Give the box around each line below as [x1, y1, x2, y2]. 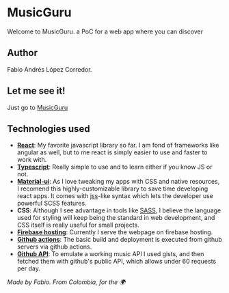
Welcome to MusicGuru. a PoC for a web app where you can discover [7, 27, 204, 36]
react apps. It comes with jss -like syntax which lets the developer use [16, 192, 214, 200]
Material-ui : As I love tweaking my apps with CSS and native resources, [16, 178, 220, 186]
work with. [16, 156, 47, 164]
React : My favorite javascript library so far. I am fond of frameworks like [16, 141, 220, 150]
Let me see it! [7, 85, 66, 97]
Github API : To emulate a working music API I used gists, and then [16, 250, 204, 258]
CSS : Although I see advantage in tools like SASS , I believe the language [16, 206, 221, 214]
